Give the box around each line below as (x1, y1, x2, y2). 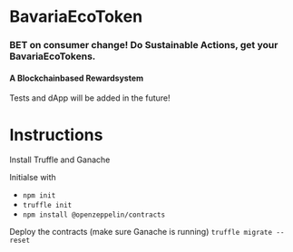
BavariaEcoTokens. (9, 50, 96, 63)
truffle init (22, 201, 73, 210)
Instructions (9, 124, 103, 145)
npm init (22, 191, 56, 200)
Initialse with (9, 172, 56, 183)
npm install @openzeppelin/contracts (22, 210, 166, 219)
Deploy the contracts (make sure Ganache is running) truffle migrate (9, 227, 273, 237)
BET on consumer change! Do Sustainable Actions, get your (9, 39, 278, 52)
